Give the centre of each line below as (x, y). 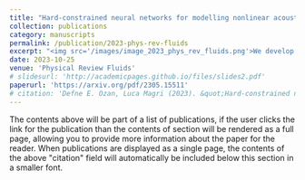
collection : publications (58, 26)
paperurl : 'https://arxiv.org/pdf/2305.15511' (99, 85)
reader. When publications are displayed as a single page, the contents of (147, 148)
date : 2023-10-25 (42, 60)
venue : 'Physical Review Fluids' (73, 69)
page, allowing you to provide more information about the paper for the (142, 138)
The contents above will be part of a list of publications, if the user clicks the (152, 119)
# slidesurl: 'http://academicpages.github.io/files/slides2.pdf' (138, 77)
